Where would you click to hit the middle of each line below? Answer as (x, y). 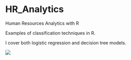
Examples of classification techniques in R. (50, 33)
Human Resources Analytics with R (42, 23)
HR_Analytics (35, 9)
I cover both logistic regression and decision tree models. (66, 43)
